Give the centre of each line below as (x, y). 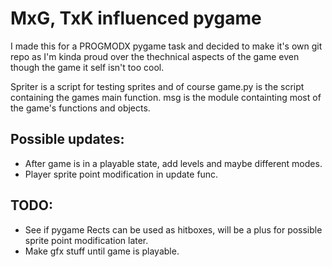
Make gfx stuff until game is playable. (102, 251)
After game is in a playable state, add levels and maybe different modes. (173, 163)
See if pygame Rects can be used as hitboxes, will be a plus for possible (173, 229)
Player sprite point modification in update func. (121, 174)
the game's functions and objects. (80, 108)
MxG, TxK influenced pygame (136, 18)
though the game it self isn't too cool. (87, 67)
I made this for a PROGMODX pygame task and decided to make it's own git (166, 46)
